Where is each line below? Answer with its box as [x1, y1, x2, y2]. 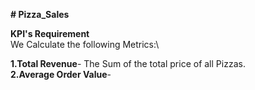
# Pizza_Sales [10, 9, 70, 20]
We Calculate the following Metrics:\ [10, 39, 160, 50]
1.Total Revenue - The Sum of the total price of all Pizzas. [10, 58, 246, 69]
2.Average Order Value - [10, 69, 112, 80]
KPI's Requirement [10, 28, 90, 39]
